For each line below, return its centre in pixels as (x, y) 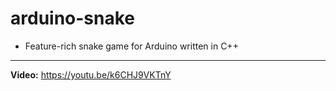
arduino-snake (73, 18)
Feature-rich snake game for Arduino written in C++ (131, 46)
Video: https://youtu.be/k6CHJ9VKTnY (91, 74)
